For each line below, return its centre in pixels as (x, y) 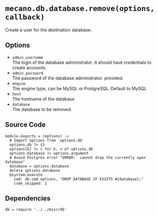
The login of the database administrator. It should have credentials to (82, 62)
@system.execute (26, 175)
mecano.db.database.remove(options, (80, 9)
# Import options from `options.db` (47, 140)
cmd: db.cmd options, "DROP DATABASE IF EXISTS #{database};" (79, 179)
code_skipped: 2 (31, 183)
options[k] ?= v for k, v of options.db (51, 149)
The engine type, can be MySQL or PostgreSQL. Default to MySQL (79, 88)
